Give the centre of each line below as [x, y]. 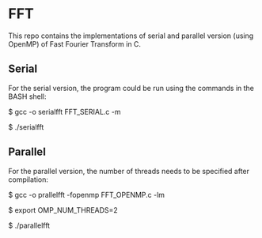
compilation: [28, 179]
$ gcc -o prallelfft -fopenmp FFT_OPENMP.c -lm [86, 195]
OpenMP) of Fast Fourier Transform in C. [74, 43]
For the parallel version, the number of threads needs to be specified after [129, 171]
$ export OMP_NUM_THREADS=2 [63, 210]
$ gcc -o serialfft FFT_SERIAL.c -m [65, 111]
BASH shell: [27, 96]
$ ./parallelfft [29, 225]
